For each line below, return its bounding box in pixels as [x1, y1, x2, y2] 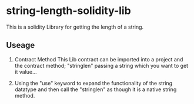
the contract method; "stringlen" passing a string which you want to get [14, 62, 189, 69]
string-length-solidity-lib [6, 4, 131, 18]
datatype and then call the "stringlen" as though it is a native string [14, 86, 177, 93]
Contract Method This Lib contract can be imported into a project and [14, 56, 183, 63]
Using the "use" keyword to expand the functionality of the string [14, 79, 172, 86]
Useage [6, 40, 35, 50]
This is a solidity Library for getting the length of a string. [6, 23, 144, 30]
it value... [14, 68, 37, 75]
